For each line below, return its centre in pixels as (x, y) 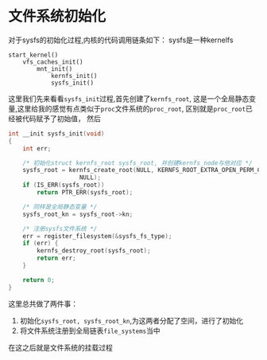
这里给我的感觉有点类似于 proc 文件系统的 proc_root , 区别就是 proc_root (132, 108)
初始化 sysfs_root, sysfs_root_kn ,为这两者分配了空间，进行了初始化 (132, 320)
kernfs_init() (74, 76)
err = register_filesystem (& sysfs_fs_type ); (97, 236)
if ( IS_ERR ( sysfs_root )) (64, 185)
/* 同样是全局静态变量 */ (60, 207)
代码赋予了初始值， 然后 (61, 118)
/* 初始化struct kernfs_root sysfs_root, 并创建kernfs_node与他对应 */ (137, 163)
